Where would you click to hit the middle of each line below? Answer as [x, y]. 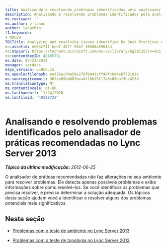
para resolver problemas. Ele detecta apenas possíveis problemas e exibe [81, 182]
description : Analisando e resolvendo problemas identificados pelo [78, 14]
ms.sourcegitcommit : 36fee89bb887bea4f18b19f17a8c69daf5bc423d [72, 79]
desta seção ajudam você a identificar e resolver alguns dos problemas [78, 198]
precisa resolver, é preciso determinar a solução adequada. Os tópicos [78, 193]
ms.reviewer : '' [22, 19]
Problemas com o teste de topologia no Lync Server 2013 [71, 240]
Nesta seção [25, 219]
